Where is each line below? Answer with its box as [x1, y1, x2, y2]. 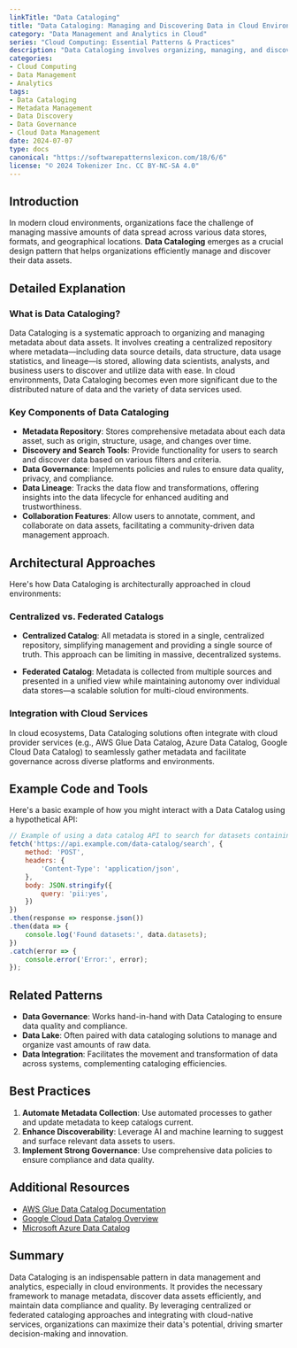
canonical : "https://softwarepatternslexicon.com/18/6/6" [9, 152, 227, 162]
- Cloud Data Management [9, 128, 101, 137]
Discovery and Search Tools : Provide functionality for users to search [21, 445, 278, 456]
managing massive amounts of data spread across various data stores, [9, 227, 268, 237]
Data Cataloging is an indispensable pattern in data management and [9, 1272, 261, 1282]
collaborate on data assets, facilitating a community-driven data [21, 520, 255, 531]
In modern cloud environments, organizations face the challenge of [9, 218, 254, 229]
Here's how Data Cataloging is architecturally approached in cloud [9, 578, 251, 589]
